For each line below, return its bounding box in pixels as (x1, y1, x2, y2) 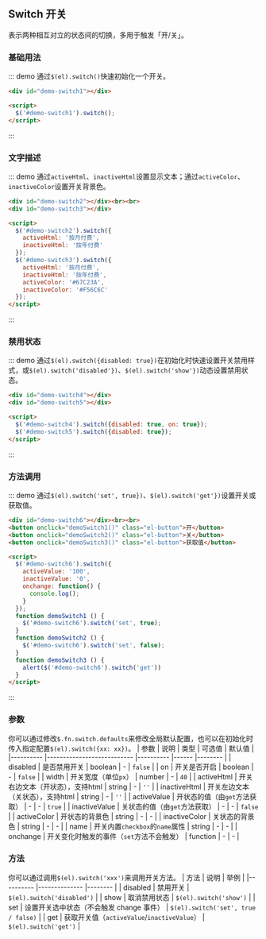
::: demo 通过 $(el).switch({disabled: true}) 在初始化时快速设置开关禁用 (8, 356, 249, 365)
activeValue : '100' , (22, 567, 91, 576)
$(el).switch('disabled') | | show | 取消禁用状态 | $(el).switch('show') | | (8, 892, 256, 902)
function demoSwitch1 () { (15, 612, 105, 620)
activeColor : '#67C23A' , (22, 278, 105, 286)
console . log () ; (29, 589, 80, 597)
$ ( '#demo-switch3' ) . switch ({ (15, 257, 112, 265)
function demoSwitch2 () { (15, 634, 105, 642)
